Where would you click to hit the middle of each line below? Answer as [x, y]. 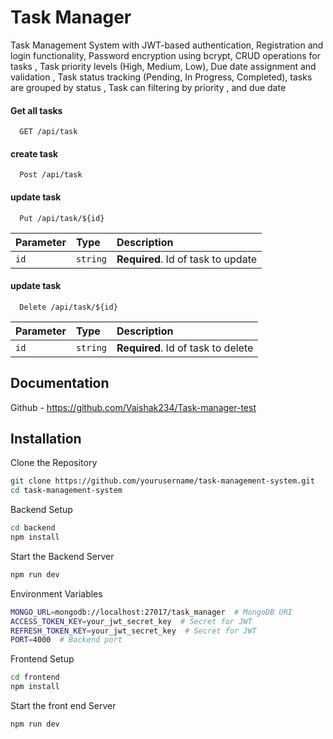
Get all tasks [36, 110]
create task [34, 153]
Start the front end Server [63, 705]
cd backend [33, 528]
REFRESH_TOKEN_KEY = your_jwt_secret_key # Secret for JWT [133, 631]
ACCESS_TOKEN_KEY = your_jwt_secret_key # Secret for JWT [131, 621]
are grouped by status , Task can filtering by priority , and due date [148, 87]
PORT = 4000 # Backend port [66, 640]
